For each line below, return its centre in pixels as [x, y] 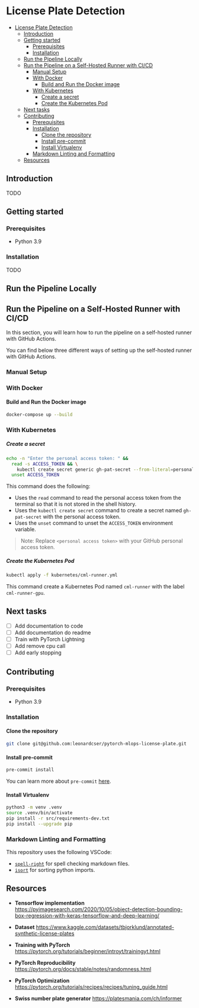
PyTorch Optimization [42, 980]
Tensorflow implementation [49, 903]
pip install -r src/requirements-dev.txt [58, 818]
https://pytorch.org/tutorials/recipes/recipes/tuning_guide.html [91, 987]
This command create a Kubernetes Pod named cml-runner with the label [95, 587]
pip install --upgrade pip [39, 824]
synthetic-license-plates [44, 933]
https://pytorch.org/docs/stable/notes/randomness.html [83, 969]
